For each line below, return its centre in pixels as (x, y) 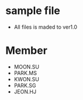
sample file (33, 11)
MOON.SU (26, 67)
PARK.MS (25, 73)
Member (27, 51)
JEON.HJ (25, 91)
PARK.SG (25, 85)
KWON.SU (26, 79)
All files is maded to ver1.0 (45, 27)
